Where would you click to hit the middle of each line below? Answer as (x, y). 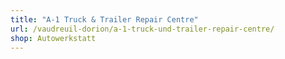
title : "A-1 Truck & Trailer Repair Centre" (104, 19)
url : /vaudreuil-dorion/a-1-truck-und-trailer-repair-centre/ (142, 29)
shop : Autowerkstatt (53, 38)
